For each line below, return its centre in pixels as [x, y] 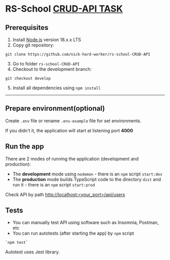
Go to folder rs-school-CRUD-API [46, 64]
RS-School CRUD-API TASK [64, 9]
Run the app [25, 147]
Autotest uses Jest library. [32, 252]
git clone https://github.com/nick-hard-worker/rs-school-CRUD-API [78, 54]
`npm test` [17, 243]
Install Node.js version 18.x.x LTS [47, 40]
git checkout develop [28, 79]
